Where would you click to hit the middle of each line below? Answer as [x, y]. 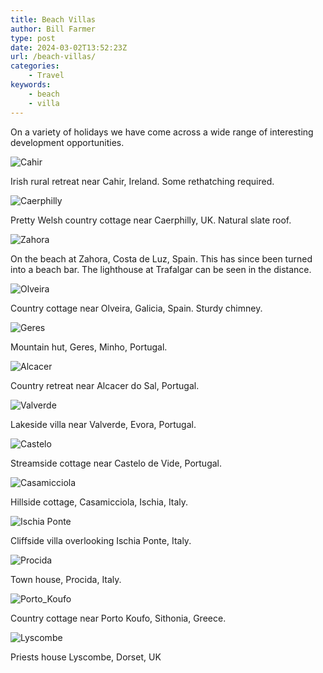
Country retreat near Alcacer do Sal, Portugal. [105, 385]
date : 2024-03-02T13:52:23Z [69, 47]
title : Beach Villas [53, 19]
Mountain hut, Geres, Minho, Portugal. [89, 347]
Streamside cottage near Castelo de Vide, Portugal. [116, 463]
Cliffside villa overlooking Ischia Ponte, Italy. [101, 540]
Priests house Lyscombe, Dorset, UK [86, 657]
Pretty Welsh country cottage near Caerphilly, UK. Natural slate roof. [151, 220]
